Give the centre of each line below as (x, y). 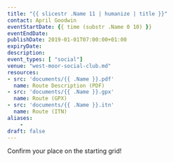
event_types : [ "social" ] (45, 60)
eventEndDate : (28, 33)
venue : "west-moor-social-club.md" (59, 66)
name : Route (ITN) (41, 112)
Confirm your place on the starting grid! (65, 151)
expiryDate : (25, 46)
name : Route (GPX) (41, 99)
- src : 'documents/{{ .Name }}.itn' (61, 105)
